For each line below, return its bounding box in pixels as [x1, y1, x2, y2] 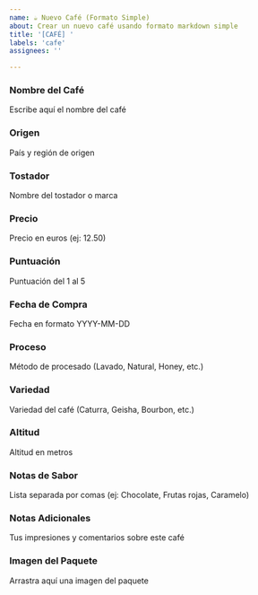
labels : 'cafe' [9, 38, 66, 48]
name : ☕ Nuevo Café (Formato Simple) [9, 13, 150, 22]
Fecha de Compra [9, 298, 88, 311]
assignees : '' [9, 47, 63, 56]
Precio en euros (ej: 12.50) [9, 232, 107, 243]
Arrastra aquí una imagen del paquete [9, 575, 150, 586]
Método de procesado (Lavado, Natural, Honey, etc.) [9, 361, 204, 372]
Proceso [9, 340, 47, 353]
